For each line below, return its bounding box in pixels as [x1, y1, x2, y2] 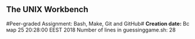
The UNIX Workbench [6, 5, 89, 15]
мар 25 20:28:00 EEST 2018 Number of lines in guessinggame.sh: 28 [6, 26, 176, 33]
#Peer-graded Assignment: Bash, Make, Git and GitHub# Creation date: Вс [6, 20, 190, 27]
